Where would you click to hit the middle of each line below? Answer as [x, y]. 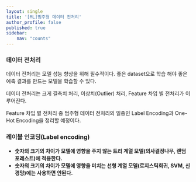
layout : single [25, 11]
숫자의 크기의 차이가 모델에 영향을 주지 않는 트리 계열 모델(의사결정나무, [95, 151]
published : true [26, 28]
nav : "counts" [34, 38]
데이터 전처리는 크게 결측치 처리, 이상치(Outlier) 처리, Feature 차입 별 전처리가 [95, 93]
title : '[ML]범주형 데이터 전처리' [44, 17]
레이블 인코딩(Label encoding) [48, 137]
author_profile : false [34, 22]
